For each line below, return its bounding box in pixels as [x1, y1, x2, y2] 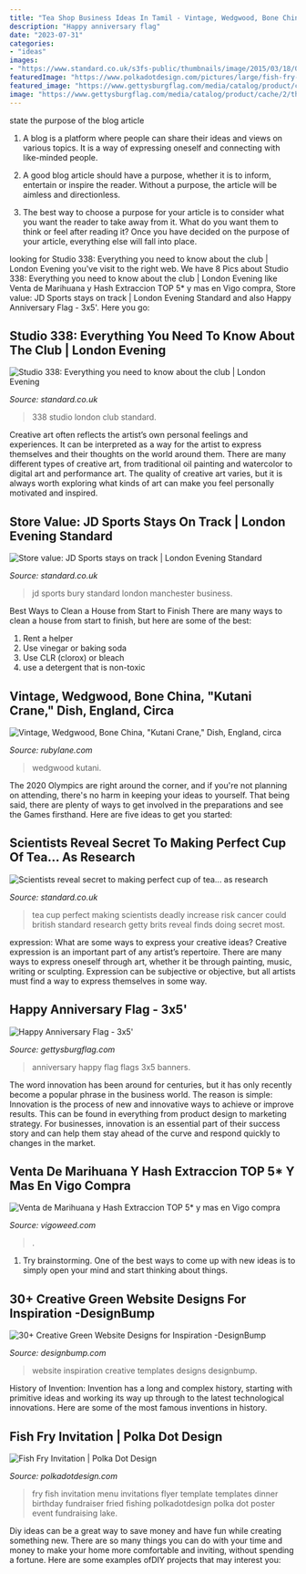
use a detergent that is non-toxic [22, 662, 146, 673]
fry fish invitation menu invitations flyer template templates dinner [31, 1488, 279, 1499]
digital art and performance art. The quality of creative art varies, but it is [9, 468, 283, 479]
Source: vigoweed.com [9, 1220, 97, 1231]
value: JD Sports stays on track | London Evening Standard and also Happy [9, 292, 291, 303]
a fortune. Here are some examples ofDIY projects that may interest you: [9, 1555, 281, 1565]
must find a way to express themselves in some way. [9, 975, 208, 986]
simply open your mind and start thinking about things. [22, 1265, 229, 1276]
